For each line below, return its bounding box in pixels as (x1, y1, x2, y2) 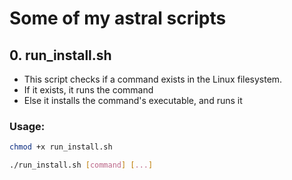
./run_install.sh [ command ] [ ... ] (9, 160, 154, 171)
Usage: (9, 119, 46, 133)
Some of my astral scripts (9, 7, 227, 30)
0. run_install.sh (9, 47, 112, 64)
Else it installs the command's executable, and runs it (23, 95, 243, 106)
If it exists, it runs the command (23, 84, 154, 96)
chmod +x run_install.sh (9, 142, 113, 152)
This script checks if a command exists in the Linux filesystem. (23, 73, 283, 85)
